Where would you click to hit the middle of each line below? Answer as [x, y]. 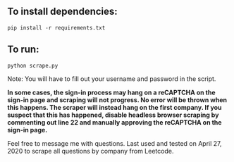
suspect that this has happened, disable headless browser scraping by [113, 115]
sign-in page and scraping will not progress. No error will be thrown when [117, 100]
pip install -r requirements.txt [56, 27]
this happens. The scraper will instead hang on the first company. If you [115, 107]
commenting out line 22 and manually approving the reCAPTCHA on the [115, 122]
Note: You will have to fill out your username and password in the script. [112, 79]
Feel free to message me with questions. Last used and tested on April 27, [115, 143]
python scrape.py [33, 66]
